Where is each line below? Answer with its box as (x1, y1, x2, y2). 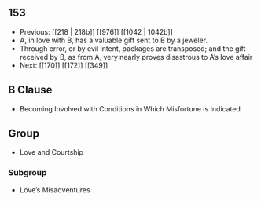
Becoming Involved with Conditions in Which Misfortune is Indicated (19, 104, 241, 113)
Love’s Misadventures (19, 185, 90, 195)
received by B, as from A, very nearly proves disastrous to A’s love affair (19, 52, 253, 61)
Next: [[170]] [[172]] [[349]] (19, 60, 108, 70)
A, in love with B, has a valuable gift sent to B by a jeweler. (19, 35, 208, 45)
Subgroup (8, 167, 47, 178)
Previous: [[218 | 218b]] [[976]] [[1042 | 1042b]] (19, 27, 173, 36)
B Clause (8, 83, 53, 97)
